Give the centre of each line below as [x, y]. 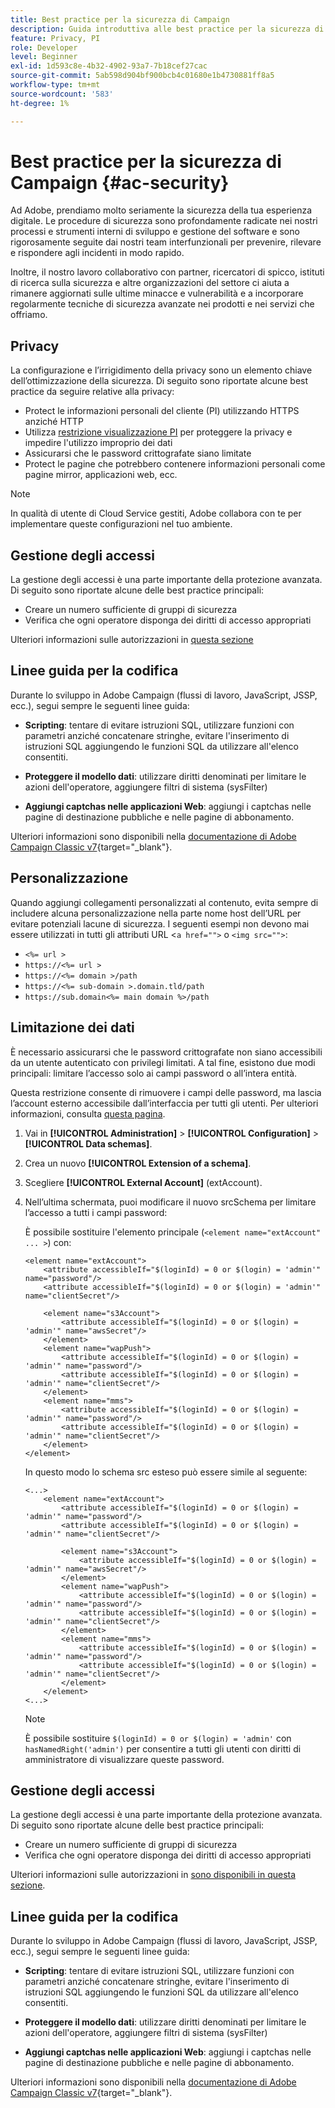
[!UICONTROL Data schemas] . [88, 1143]
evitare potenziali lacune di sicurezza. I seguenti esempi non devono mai [160, 923]
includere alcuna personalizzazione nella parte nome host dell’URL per [156, 913]
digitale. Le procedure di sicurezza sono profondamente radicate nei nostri [164, 221]
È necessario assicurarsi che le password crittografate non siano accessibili [166, 1052]
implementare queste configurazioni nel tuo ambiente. [121, 524]
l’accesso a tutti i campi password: [96, 1212]
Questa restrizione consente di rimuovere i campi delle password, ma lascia [166, 1092]
